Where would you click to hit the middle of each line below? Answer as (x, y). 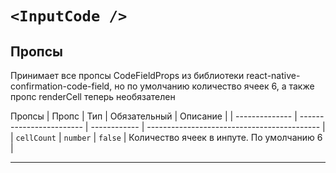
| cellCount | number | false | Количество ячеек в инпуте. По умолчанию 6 (166, 137)
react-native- (273, 75)
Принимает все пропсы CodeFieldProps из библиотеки (127, 75)
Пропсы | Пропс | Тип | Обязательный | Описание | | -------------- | (154, 116)
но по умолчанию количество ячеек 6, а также (214, 86)
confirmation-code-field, (61, 86)
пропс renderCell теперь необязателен (93, 96)
